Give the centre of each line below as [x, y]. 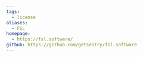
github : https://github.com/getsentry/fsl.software [71, 45]
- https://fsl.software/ [42, 39]
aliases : [17, 23]
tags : [13, 12]
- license [24, 17]
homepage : [18, 34]
